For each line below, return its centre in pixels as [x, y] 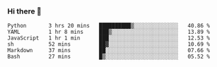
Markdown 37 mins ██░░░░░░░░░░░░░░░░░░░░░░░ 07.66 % [109, 51]
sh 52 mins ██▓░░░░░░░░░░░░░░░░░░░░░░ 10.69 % [109, 44]
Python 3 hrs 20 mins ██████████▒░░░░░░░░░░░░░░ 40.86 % [109, 26]
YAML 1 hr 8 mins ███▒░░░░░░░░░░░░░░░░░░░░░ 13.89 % [109, 32]
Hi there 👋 [25, 11]
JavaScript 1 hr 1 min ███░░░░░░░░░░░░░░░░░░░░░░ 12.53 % [109, 38]
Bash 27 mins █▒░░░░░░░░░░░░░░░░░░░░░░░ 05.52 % [109, 57]
